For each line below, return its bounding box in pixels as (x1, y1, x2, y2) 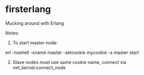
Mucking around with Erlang (5, 20, 64, 26)
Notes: (5, 30, 19, 36)
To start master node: (12, 39, 58, 46)
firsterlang (5, 4, 51, 15)
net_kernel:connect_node (12, 64, 66, 70)
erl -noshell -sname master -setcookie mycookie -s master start (5, 49, 139, 55)
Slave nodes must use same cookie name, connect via (12, 59, 127, 65)
